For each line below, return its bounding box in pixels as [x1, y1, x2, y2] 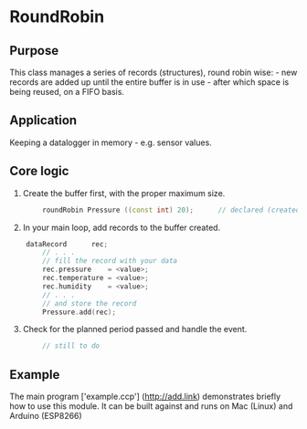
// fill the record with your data [42, 256, 178, 266]
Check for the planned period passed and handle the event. [22, 324, 248, 335]
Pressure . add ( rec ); [42, 308, 117, 317]
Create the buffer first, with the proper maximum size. [22, 187, 226, 198]
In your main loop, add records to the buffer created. [22, 222, 221, 233]
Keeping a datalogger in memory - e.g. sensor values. [9, 137, 212, 148]
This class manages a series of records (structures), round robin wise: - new [9, 67, 298, 78]
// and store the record [42, 298, 137, 308]
